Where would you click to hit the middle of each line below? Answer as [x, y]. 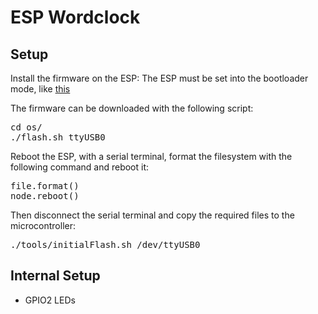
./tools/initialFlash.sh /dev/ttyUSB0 [105, 244]
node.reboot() [45, 196]
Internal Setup [55, 276]
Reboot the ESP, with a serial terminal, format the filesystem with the [151, 156]
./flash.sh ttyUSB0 [58, 137]
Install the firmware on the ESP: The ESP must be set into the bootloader [159, 78]
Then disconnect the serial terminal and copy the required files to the [152, 215]
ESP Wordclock [75, 17]
